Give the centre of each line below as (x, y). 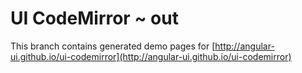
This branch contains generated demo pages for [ (113, 46)
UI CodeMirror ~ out (94, 18)
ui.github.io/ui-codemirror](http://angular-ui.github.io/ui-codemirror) (151, 56)
